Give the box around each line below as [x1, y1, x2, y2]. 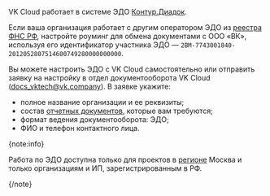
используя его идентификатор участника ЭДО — [8, 40, 179, 50]
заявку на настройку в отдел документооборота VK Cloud [8, 73, 211, 82]
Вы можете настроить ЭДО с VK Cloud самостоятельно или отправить [8, 64, 255, 74]
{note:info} [8, 139, 45, 149]
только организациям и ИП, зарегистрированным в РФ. [8, 163, 202, 173]
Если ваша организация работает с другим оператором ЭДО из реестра [8, 23, 263, 32]
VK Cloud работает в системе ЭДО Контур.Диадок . [8, 7, 187, 16]
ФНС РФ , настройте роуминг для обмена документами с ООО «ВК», [8, 32, 247, 41]
